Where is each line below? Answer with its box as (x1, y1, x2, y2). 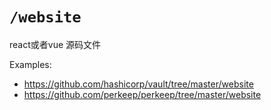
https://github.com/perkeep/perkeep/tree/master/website (23, 88, 262, 100)
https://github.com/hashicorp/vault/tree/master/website (23, 78, 254, 90)
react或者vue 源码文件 (9, 38, 102, 50)
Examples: (9, 58, 52, 70)
